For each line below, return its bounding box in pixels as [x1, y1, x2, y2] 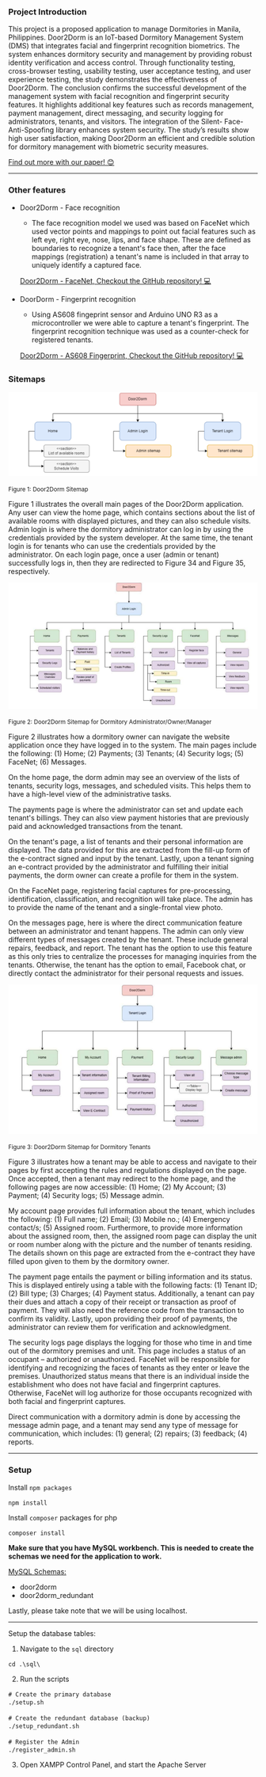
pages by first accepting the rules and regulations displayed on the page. [8, 1166, 247, 1175]
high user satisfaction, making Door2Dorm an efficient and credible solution [8, 134, 256, 143]
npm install [8, 1499, 47, 1507]
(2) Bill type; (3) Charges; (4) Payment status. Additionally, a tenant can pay [8, 1289, 255, 1299]
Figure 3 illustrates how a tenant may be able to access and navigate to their [8, 1157, 257, 1166]
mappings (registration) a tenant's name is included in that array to [31, 252, 249, 261]
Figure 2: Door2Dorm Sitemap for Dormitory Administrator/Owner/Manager [8, 717, 212, 726]
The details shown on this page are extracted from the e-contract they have [8, 1248, 256, 1258]
